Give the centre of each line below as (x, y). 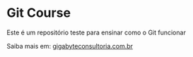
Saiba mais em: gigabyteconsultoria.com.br (70, 46)
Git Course (39, 13)
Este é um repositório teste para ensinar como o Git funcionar (96, 32)
